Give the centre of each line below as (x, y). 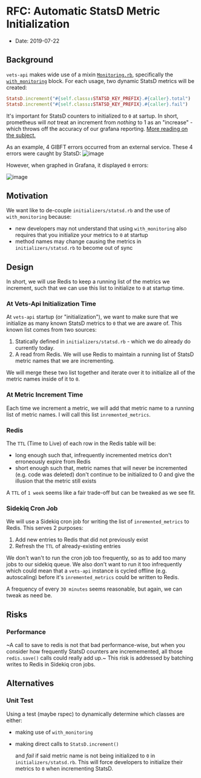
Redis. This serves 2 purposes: (45, 528)
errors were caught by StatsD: (44, 153)
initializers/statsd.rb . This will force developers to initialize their (99, 762)
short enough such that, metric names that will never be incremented (101, 468)
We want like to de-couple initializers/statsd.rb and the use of (88, 210)
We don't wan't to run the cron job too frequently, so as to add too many (96, 558)
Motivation (27, 196)
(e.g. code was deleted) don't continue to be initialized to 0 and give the (105, 475)
